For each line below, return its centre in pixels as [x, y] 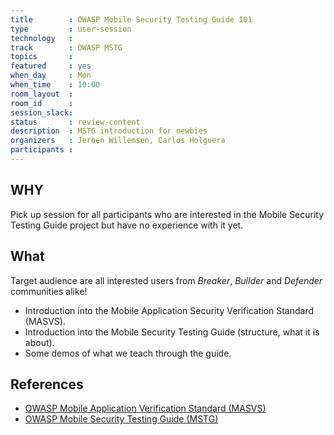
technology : [42, 38]
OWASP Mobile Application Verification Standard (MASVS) [145, 408]
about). [39, 342]
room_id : [42, 103]
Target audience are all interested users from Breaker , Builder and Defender [166, 280]
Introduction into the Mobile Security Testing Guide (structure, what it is [172, 332]
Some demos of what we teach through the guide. [128, 353]
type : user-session [71, 29]
